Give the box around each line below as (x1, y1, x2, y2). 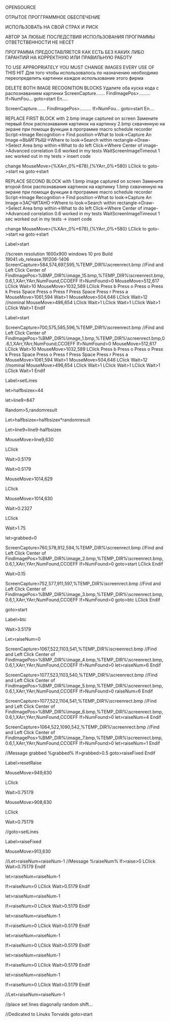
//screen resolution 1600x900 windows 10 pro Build (5, 251, 113, 257)
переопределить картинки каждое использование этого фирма (5, 75, 144, 81)
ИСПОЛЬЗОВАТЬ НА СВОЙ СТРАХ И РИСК (5, 24, 99, 30)
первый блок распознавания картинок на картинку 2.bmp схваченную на (5, 121, 165, 126)
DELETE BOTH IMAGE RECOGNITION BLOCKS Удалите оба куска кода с (5, 85, 159, 91)
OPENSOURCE (5, 5, 37, 10)
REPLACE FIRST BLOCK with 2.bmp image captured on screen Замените (5, 115, 158, 121)
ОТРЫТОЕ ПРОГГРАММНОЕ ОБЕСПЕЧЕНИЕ (5, 14, 100, 20)
